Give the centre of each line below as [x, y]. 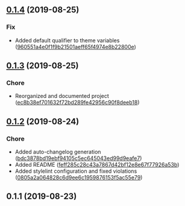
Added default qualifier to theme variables [67, 40]
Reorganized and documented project [62, 96]
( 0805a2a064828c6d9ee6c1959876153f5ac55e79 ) [79, 178]
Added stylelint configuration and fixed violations [76, 171]
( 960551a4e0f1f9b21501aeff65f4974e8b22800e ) [76, 47]
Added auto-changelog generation [58, 152]
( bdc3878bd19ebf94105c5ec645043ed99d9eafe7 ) [78, 158]
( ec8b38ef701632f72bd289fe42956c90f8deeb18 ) [77, 103]
